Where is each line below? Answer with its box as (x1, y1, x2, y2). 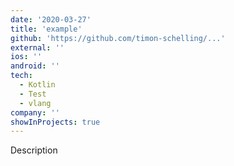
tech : (10, 71, 33, 81)
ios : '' (10, 52, 43, 62)
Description (10, 144, 58, 156)
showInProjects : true (10, 117, 101, 127)
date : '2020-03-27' (10, 14, 92, 25)
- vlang (19, 98, 52, 108)
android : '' (10, 61, 60, 71)
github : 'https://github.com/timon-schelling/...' (10, 33, 226, 43)
